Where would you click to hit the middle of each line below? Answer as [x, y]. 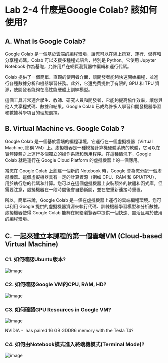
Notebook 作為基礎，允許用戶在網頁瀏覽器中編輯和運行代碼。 [68, 66]
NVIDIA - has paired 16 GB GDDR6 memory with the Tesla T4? [69, 331]
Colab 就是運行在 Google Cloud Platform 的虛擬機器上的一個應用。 [74, 160]
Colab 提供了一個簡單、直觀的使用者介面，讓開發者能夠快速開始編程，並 [80, 77]
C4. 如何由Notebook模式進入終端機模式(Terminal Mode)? [75, 344]
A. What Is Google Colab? [46, 41]
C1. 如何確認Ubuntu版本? [36, 259]
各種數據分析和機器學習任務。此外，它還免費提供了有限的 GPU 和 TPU [82, 83]
